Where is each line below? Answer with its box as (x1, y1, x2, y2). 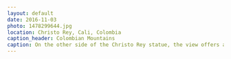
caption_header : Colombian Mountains (7, 35, 115, 42)
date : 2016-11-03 (7, 16, 57, 23)
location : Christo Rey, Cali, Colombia (7, 28, 122, 36)
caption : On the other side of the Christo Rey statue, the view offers (7, 41, 220, 48)
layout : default (7, 9, 54, 17)
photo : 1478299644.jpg (7, 22, 72, 29)
